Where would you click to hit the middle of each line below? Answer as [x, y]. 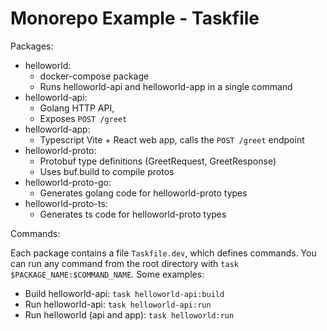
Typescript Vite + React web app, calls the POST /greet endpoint [172, 139]
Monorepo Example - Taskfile [135, 18]
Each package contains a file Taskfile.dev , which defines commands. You [163, 253]
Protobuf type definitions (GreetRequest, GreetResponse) [158, 161]
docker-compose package [94, 76]
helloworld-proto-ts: [66, 203]
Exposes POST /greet [83, 118]
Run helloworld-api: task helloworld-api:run [118, 304]
